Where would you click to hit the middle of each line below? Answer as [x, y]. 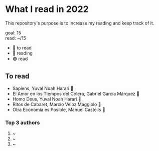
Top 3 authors [23, 122]
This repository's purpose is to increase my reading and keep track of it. [80, 23]
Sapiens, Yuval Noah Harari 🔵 [43, 88]
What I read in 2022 [47, 9]
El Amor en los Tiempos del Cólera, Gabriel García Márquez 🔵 [76, 93]
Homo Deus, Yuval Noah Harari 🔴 [47, 99]
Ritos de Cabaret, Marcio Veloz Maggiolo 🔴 [57, 104]
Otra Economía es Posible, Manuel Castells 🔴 [59, 109]
